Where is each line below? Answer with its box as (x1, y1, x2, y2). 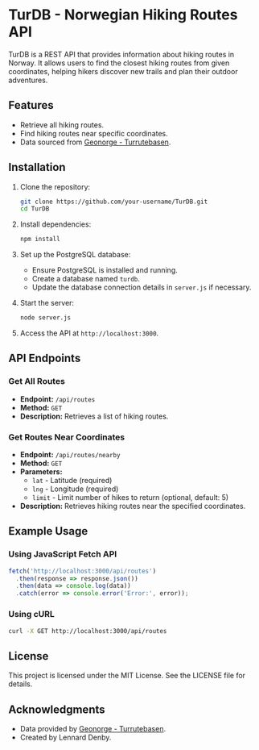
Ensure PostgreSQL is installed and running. (31, 265, 179, 275)
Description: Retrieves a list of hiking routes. (19, 411, 169, 421)
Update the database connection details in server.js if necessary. (31, 282, 252, 292)
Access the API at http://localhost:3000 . (19, 328, 159, 338)
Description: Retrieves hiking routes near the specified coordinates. (19, 502, 246, 511)
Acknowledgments (8, 702, 106, 716)
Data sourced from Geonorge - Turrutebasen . (19, 137, 171, 147)
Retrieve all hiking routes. (19, 119, 105, 130)
